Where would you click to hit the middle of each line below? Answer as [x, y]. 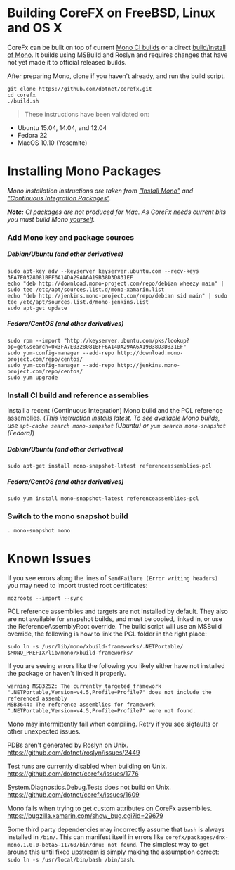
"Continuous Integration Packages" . [59, 198]
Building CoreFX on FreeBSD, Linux [111, 13]
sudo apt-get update [38, 308]
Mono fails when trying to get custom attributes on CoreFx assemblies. [110, 808]
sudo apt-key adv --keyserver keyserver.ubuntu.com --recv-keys [103, 271]
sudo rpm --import [34, 340]
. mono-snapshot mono [39, 531]
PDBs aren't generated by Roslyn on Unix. [68, 745]
